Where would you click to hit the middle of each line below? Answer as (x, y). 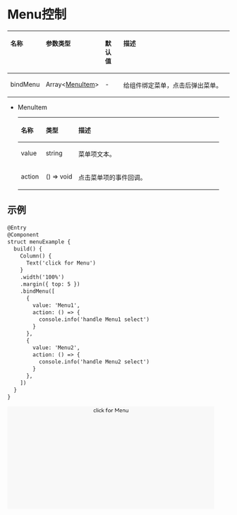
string (54, 153)
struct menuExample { (39, 242)
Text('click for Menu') (61, 263)
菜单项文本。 (97, 154)
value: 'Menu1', (56, 305)
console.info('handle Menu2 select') (94, 362)
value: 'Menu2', (56, 347)
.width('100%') (42, 277)
